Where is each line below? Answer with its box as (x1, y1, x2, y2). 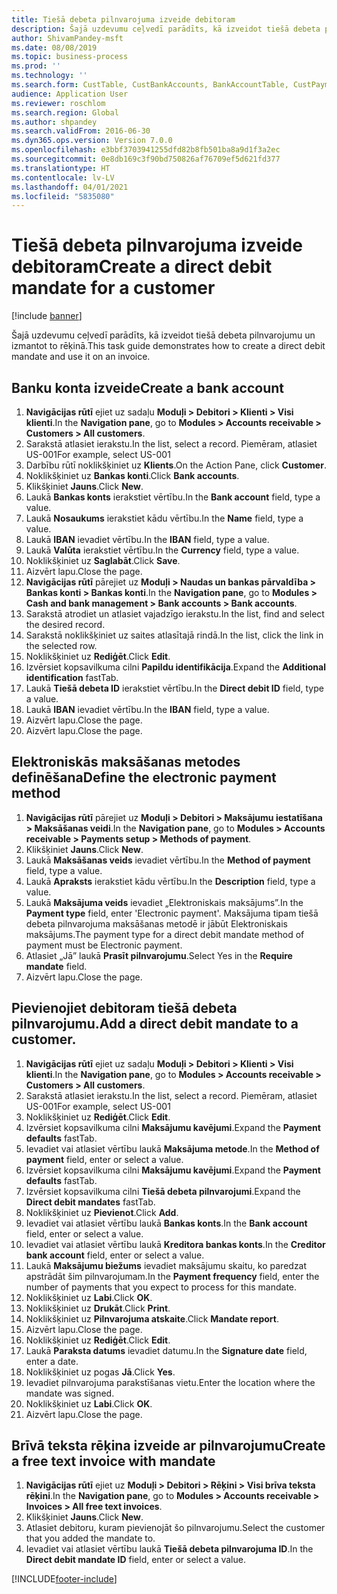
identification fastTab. (25, 672, 119, 683)
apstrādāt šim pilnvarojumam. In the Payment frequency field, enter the (25, 1270, 320, 1282)
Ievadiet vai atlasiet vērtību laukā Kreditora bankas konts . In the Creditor (25, 1238, 326, 1250)
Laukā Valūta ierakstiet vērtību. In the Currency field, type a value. (25, 544, 300, 556)
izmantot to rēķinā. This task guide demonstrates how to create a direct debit (11, 340, 326, 352)
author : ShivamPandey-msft (11, 33, 124, 43)
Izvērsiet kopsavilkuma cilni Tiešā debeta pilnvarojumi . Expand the (25, 1185, 301, 1197)
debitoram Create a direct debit (11, 256, 273, 278)
